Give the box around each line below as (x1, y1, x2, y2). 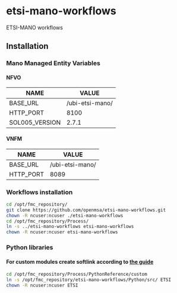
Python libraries (6, 243, 53, 252)
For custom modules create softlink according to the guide (6, 258, 154, 265)
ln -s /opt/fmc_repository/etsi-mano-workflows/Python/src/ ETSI (6, 277, 171, 283)
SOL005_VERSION (9, 118, 61, 127)
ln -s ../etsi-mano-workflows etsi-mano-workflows (6, 224, 134, 230)
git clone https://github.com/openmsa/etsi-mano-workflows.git (6, 207, 166, 213)
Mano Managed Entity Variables (6, 59, 101, 67)
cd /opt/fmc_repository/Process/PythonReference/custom (6, 272, 147, 277)
